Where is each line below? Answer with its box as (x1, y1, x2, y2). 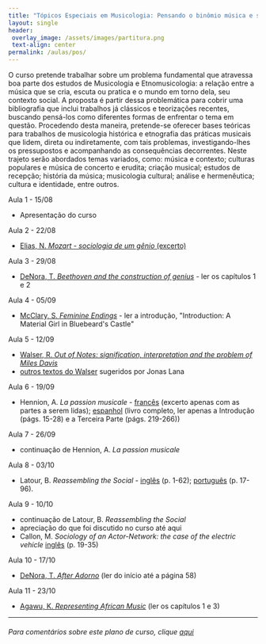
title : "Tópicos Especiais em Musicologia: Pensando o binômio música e (8, 11, 253, 20)
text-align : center (11, 41, 77, 49)
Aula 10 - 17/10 (8, 555, 56, 565)
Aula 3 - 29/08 (8, 257, 56, 265)
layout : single (8, 19, 59, 27)
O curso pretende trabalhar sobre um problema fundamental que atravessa (8, 70, 253, 79)
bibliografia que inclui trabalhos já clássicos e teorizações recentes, (8, 104, 230, 113)
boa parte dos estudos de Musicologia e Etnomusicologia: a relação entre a (8, 78, 255, 88)
